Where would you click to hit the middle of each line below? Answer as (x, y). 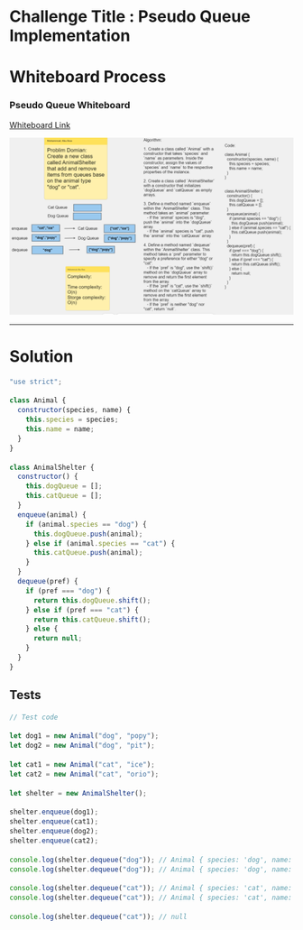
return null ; (58, 639)
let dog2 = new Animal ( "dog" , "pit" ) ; (82, 746)
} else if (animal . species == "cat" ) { (101, 543)
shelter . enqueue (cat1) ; (54, 822)
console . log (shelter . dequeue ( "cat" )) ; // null (98, 916)
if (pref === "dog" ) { (68, 591)
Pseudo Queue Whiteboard (70, 106)
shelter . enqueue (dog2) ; (54, 832)
